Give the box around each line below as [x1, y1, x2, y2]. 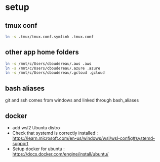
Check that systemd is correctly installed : [12, 130, 98, 136]
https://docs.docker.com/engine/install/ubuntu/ [12, 151, 109, 157]
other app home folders [5, 48, 79, 56]
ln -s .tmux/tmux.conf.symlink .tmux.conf [5, 34, 94, 39]
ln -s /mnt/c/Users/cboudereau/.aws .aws [5, 61, 92, 66]
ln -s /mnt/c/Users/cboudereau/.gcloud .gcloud [5, 70, 105, 75]
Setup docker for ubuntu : [12, 146, 65, 152]
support [12, 140, 29, 146]
